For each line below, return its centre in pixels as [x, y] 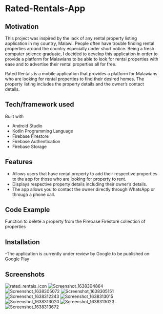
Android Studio [27, 126]
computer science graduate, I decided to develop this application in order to [81, 54]
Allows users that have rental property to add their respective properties [85, 173]
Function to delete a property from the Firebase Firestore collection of [75, 221]
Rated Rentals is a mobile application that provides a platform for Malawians [81, 73]
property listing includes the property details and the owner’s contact [75, 84]
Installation [22, 242]
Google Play [17, 259]
